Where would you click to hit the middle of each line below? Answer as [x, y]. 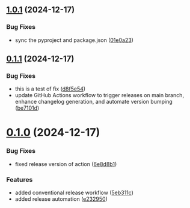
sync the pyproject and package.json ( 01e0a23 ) [74, 40]
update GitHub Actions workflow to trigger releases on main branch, [100, 95]
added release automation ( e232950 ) [61, 199]
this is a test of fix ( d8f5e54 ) [50, 89]
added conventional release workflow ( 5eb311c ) [74, 193]
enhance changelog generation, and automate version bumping [93, 102]
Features [20, 179]
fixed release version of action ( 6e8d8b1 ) [66, 164]
